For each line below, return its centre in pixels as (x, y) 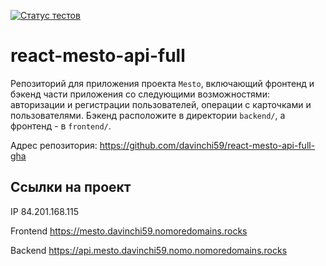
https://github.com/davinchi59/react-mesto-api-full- (207, 145)
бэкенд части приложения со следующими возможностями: (140, 94)
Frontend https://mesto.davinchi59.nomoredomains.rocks (129, 231)
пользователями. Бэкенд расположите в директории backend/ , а (148, 115)
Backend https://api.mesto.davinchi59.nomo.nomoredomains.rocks (149, 250)
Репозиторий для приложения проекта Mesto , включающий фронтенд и (162, 83)
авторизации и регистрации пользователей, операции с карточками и (161, 104)
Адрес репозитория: (54, 145)
